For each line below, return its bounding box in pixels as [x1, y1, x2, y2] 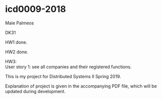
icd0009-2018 [5, 3, 66, 15]
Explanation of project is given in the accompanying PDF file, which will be [5, 83, 157, 89]
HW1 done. [5, 39, 28, 45]
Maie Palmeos [5, 20, 34, 26]
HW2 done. [5, 49, 29, 55]
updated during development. [5, 88, 66, 94]
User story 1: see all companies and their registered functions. [5, 64, 132, 70]
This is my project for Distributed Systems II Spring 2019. [5, 73, 121, 79]
